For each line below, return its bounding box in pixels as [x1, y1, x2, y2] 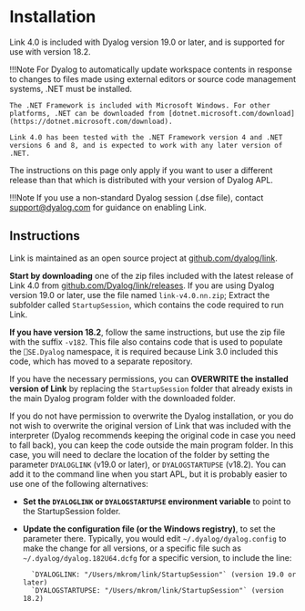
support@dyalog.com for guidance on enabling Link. [9, 202, 207, 212]
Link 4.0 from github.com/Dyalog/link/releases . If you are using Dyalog [9, 280, 275, 291]
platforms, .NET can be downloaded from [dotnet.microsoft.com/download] [9, 109, 296, 118]
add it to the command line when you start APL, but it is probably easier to [9, 468, 288, 480]
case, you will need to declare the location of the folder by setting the [9, 449, 270, 460]
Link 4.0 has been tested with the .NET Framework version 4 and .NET [9, 132, 283, 142]
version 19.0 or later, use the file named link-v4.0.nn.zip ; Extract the [9, 289, 270, 300]
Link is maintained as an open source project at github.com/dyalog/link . [9, 253, 278, 264]
